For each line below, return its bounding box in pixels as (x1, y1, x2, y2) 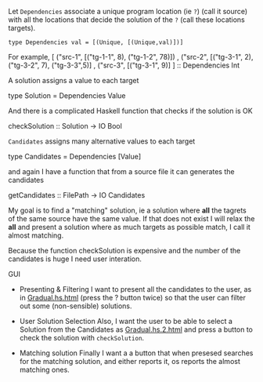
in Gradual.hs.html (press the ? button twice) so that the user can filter (19, 293, 247, 302)
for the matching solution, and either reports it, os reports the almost (19, 357, 240, 366)
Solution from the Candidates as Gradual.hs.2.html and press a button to (19, 325, 253, 334)
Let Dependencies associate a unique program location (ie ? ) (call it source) (8, 7, 248, 16)
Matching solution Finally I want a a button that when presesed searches (19, 348, 254, 358)
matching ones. (19, 365, 70, 374)
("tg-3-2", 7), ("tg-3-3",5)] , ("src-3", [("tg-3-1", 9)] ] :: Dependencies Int (8, 60, 240, 70)
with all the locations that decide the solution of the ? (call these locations (8, 15, 245, 24)
